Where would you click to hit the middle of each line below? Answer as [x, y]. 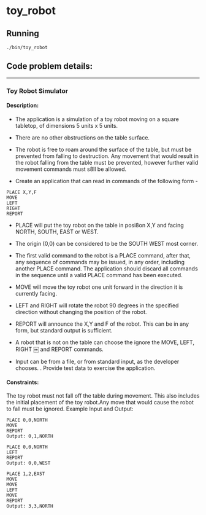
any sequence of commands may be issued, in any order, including [100, 262]
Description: [22, 106]
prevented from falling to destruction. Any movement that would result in [107, 156]
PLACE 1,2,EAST [26, 474]
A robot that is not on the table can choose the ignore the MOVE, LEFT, [105, 342]
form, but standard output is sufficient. [64, 330]
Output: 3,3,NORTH [30, 506]
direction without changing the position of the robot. [81, 312]
